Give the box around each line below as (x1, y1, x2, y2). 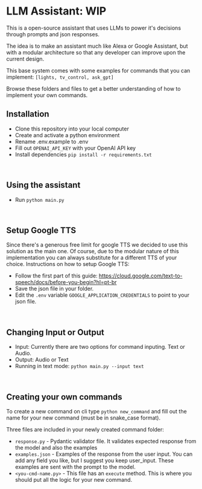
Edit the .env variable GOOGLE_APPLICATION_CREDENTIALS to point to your (14, 291, 190, 299)
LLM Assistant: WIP (6, 4, 107, 18)
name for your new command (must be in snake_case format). (6, 414, 161, 421)
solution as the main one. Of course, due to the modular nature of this (6, 248, 179, 255)
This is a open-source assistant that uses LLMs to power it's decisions (6, 24, 181, 31)
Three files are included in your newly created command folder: (6, 426, 165, 433)
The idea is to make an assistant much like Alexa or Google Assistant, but (6, 42, 188, 50)
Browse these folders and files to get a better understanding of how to (6, 85, 181, 92)
